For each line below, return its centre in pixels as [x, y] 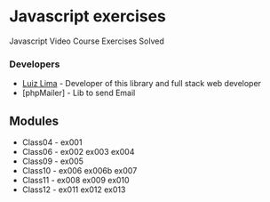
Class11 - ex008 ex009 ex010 [76, 181]
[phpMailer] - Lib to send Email [79, 93]
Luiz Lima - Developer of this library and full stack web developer [142, 84]
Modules [34, 121]
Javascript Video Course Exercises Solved [87, 41]
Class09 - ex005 [53, 161]
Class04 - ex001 [52, 142]
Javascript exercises [88, 16]
